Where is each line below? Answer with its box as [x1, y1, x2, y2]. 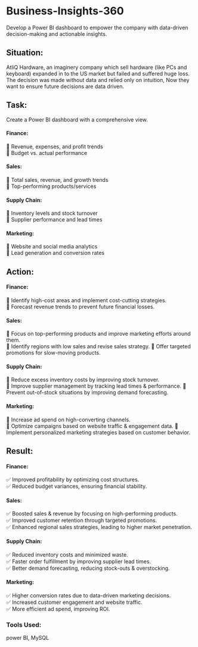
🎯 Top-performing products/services [6, 183, 97, 190]
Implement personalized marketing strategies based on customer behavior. [6, 429, 191, 436]
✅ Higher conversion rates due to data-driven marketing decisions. [6, 591, 171, 599]
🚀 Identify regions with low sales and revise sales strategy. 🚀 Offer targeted [6, 343, 191, 350]
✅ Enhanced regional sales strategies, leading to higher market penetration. [6, 524, 193, 531]
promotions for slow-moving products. [6, 349, 101, 357]
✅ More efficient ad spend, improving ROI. [6, 605, 110, 612]
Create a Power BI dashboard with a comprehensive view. [6, 116, 148, 123]
